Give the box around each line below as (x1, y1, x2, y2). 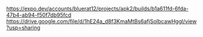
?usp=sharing (6, 24, 40, 31)
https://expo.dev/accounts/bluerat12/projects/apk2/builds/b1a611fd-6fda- (6, 5, 189, 12)
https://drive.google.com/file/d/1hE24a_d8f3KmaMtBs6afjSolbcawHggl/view (6, 18, 197, 24)
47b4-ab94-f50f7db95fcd (6, 11, 71, 18)
